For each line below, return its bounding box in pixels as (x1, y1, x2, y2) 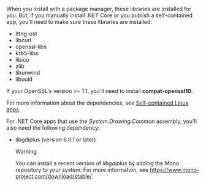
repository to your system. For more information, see (15, 166, 149, 173)
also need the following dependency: (6, 124, 100, 131)
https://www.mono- (150, 166, 200, 173)
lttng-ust (15, 30, 38, 37)
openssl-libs (15, 43, 47, 50)
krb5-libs (15, 50, 39, 57)
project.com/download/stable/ (15, 173, 92, 180)
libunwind (15, 69, 40, 76)
